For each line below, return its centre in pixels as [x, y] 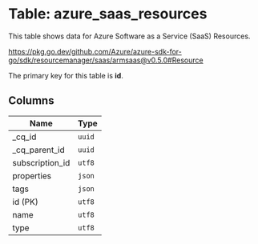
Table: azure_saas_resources [108, 14]
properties [32, 175]
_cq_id [24, 137]
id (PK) [25, 202]
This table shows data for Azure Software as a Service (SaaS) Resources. [129, 36]
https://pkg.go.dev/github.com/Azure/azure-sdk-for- [95, 51]
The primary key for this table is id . [66, 75]
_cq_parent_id [39, 150]
